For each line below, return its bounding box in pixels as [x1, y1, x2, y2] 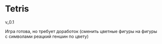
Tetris [5, 3, 29, 14]
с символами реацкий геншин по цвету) [5, 33, 89, 39]
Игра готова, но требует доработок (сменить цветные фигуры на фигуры [5, 28, 157, 34]
